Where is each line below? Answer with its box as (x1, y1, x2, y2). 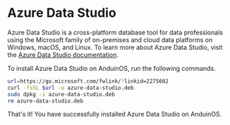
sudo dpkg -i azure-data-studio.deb (7, 91, 115, 98)
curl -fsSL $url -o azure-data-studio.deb (7, 84, 134, 91)
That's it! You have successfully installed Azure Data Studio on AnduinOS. (7, 110, 222, 119)
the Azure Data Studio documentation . (7, 51, 119, 59)
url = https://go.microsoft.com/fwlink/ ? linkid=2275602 (7, 77, 169, 85)
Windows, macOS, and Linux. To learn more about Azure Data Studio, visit (7, 43, 223, 51)
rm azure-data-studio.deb (7, 97, 83, 105)
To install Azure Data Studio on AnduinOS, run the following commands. (7, 64, 217, 72)
